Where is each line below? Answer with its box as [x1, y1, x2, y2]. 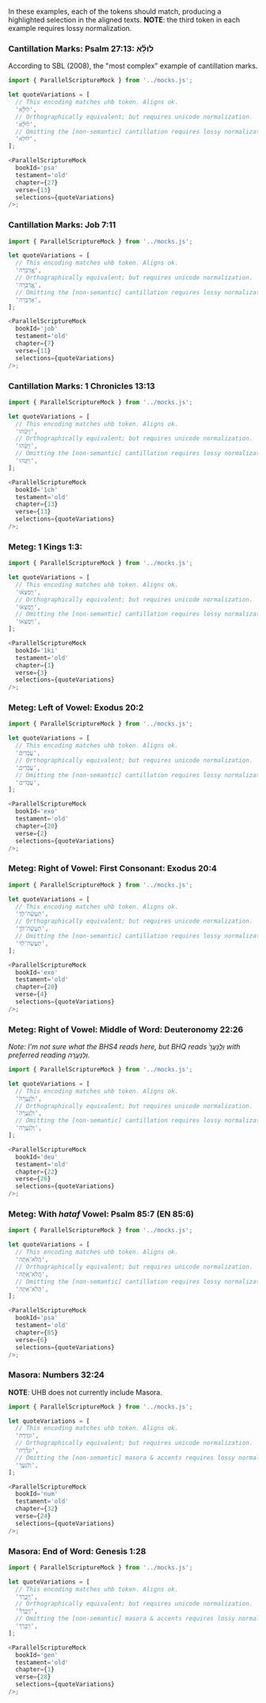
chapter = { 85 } [15, 1329, 59, 1337]
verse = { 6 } [15, 1336, 47, 1344]
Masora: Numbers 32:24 [8, 1369, 104, 1380]
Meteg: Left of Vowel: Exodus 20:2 [8, 702, 144, 713]
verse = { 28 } [15, 1673, 51, 1681]
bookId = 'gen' [15, 1651, 59, 1659]
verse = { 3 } [15, 669, 47, 677]
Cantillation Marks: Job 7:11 [8, 219, 116, 230]
